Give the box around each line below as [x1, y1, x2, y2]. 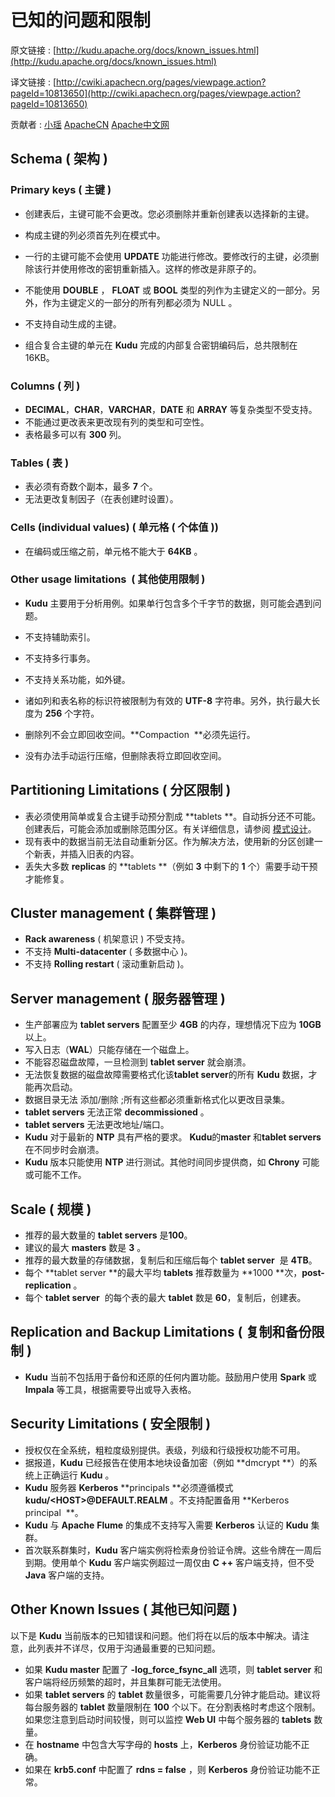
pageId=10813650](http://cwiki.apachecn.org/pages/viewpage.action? [10, 87, 301, 99]
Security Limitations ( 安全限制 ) [10, 1416, 212, 1433]
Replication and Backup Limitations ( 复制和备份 [10, 1324, 312, 1341]
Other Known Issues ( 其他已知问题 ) [10, 1601, 238, 1618]
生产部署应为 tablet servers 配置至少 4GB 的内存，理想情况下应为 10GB [24, 1019, 322, 1031]
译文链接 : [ [10, 76, 57, 88]
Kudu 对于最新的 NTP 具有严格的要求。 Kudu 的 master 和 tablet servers [24, 1131, 322, 1143]
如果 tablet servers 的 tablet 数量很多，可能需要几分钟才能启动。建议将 [24, 1688, 321, 1700]
